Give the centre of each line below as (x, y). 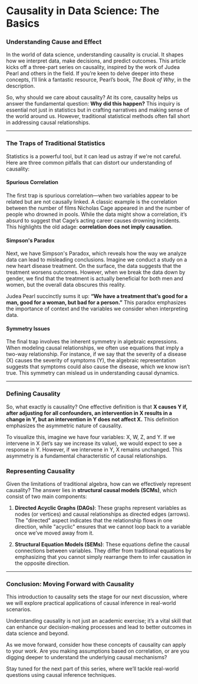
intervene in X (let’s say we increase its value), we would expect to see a (94, 443)
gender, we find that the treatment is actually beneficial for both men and (95, 279)
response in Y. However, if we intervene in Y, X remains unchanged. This (94, 449)
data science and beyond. (38, 633)
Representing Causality (41, 471)
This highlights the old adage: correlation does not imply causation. (89, 227)
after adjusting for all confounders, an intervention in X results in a (89, 413)
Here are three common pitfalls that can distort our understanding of (89, 162)
